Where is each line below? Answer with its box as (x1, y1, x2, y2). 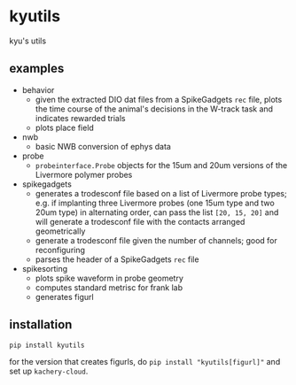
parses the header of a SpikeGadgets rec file (35, 254, 199, 265)
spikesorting (21, 263, 68, 273)
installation (9, 317, 73, 333)
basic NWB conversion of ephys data (35, 141, 171, 151)
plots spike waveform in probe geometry (35, 273, 184, 283)
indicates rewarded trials (35, 112, 126, 123)
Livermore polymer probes (35, 169, 133, 180)
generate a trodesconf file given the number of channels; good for (35, 235, 277, 245)
